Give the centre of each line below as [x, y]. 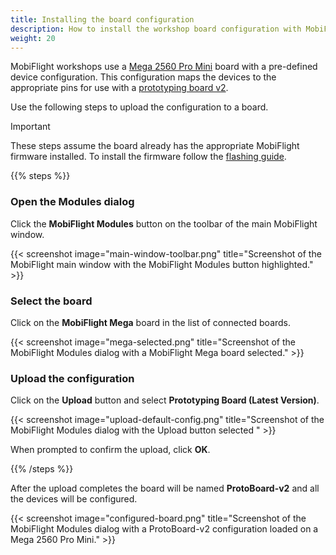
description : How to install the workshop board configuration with [156, 29]
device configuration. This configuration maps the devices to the [143, 77]
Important [30, 127]
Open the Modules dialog [72, 202]
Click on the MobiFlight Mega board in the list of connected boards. [151, 322]
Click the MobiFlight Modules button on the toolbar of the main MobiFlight [164, 223]
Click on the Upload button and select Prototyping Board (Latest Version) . [165, 400]
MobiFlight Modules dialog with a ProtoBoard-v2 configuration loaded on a [164, 529]
